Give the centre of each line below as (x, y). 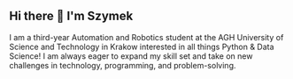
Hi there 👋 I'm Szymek (71, 16)
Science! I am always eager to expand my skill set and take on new (131, 56)
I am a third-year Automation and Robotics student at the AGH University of (146, 37)
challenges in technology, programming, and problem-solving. (123, 65)
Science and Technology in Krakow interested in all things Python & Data (142, 47)
